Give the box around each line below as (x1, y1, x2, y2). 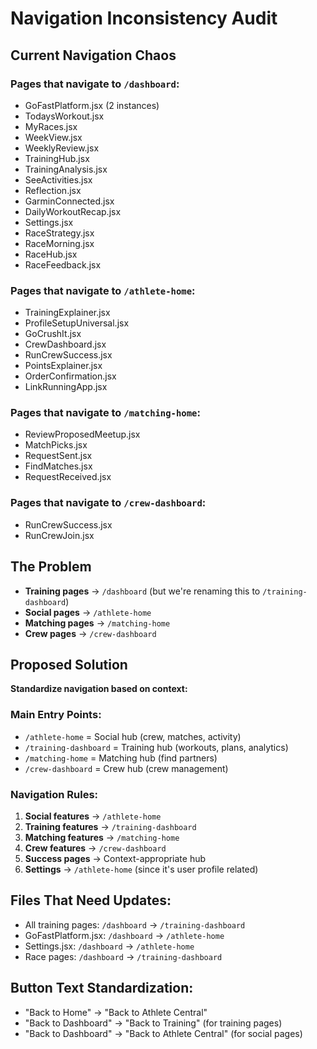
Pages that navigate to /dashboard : (10, 77, 180, 91)
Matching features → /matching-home (24, 831, 180, 843)
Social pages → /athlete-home (24, 606, 152, 618)
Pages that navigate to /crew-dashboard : (10, 496, 207, 510)
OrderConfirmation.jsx (24, 370, 117, 382)
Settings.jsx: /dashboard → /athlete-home (24, 940, 195, 952)
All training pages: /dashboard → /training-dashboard (24, 918, 246, 931)
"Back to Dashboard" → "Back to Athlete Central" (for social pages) (24, 1027, 303, 1039)
